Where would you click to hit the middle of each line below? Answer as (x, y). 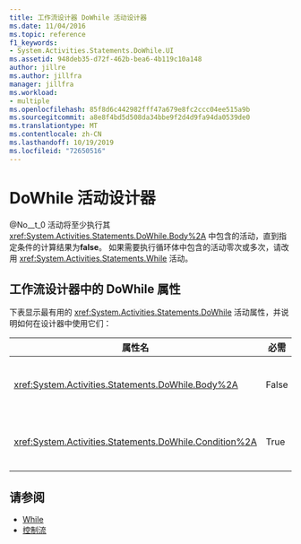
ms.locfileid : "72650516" (57, 151)
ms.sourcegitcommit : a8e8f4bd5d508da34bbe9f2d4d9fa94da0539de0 (130, 117)
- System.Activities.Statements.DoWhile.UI (92, 51)
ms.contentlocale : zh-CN (56, 134)
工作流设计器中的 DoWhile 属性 (95, 289)
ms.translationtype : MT (54, 126)
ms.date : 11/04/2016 (48, 26)
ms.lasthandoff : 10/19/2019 (62, 142)
